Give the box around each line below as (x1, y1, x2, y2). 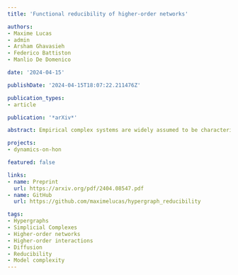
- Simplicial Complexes (7, 224, 78, 231)
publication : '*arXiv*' (7, 114, 78, 121)
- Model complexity (7, 257, 65, 264)
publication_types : (7, 94, 65, 101)
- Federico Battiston (7, 50, 72, 57)
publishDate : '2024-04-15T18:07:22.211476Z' (7, 82, 141, 89)
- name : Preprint (7, 178, 59, 185)
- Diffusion (7, 244, 42, 251)
